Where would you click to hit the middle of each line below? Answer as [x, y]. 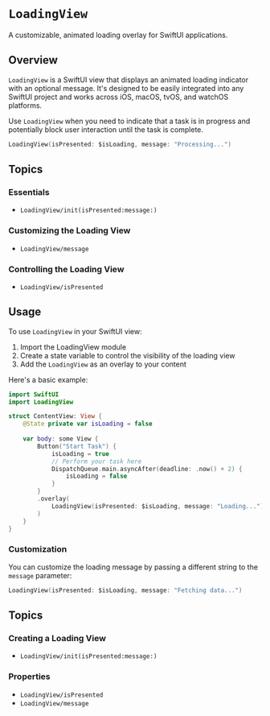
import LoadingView [41, 402]
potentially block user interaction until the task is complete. [106, 129]
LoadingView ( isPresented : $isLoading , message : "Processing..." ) [120, 144]
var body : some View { [61, 439]
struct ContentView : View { [55, 416]
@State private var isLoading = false [88, 424]
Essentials [29, 192]
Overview [33, 60]
